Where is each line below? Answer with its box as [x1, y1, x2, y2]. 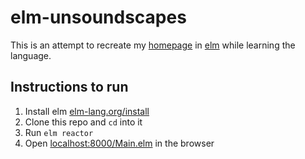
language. [10, 49, 52, 61]
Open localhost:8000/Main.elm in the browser [24, 137, 215, 149]
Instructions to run [10, 79, 129, 96]
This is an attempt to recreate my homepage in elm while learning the [10, 39, 296, 51]
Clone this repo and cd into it [24, 116, 143, 128]
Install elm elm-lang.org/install [24, 105, 150, 117]
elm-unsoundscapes [10, 6, 187, 29]
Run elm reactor [24, 126, 94, 138]
